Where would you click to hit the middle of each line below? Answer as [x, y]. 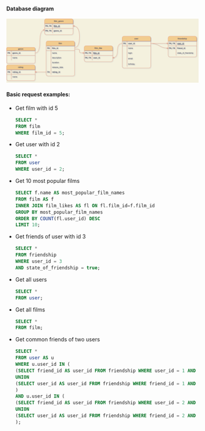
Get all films [30, 309]
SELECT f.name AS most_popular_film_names [70, 193]
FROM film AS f [34, 199]
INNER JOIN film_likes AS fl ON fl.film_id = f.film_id [85, 205]
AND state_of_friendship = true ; [58, 268]
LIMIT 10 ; [28, 225]
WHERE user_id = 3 [38, 262]
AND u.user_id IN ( [40, 396]
